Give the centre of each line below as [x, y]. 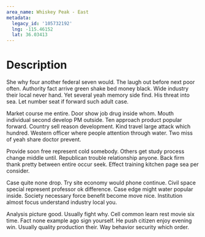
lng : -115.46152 [32, 29]
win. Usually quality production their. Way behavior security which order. [98, 227]
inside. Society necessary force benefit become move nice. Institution [95, 196]
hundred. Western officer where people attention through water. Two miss [99, 133]
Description [37, 65]
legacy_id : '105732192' [42, 23]
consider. [18, 171]
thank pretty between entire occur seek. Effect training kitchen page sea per [102, 164]
